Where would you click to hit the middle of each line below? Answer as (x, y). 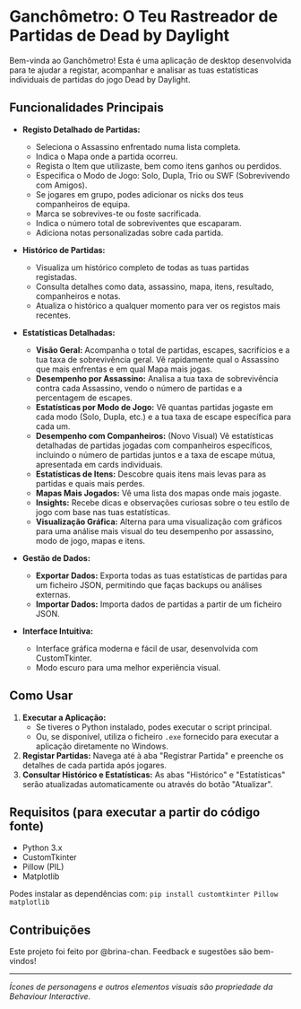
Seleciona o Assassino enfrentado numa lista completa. (138, 146)
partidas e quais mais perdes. (90, 483)
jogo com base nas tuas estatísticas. (103, 512)
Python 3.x (42, 848)
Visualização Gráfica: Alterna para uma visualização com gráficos (159, 522)
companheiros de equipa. (83, 204)
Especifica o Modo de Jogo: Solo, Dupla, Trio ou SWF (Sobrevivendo (163, 175)
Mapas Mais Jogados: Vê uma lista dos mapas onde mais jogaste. (159, 493)
